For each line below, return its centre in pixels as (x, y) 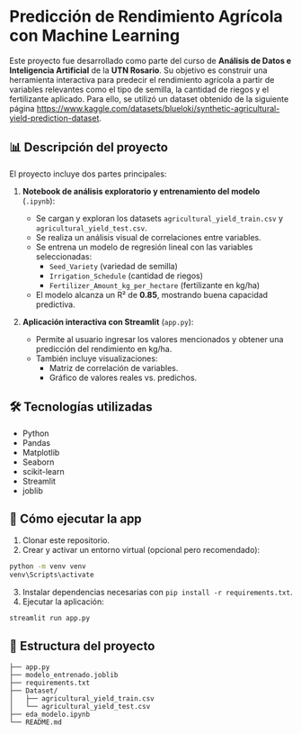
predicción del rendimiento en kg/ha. (104, 349)
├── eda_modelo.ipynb (50, 714)
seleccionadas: (64, 256)
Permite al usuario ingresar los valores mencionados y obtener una (159, 339)
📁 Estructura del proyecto (82, 646)
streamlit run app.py (50, 619)
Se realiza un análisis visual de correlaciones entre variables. (149, 237)
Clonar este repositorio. (66, 540)
